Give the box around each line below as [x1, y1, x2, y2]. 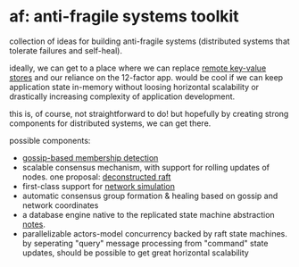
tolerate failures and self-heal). [9, 45, 123, 55]
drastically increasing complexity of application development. [9, 91, 236, 102]
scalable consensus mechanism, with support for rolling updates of [21, 162, 270, 172]
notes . [21, 219, 46, 229]
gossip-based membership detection [21, 152, 159, 163]
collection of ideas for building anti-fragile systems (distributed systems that [9, 36, 290, 46]
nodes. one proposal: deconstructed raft [21, 171, 171, 182]
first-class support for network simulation [21, 180, 176, 191]
